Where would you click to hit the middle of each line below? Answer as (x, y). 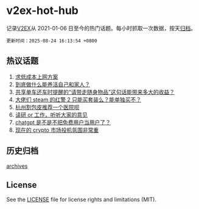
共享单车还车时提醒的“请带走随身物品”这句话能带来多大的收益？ (95, 92)
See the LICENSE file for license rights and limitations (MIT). (82, 200)
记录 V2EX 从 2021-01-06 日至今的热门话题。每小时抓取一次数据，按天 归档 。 (101, 28)
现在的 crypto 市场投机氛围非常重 (57, 130)
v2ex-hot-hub (43, 11)
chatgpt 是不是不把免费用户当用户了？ (63, 122)
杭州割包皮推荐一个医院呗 (47, 107)
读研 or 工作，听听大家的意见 (51, 115)
